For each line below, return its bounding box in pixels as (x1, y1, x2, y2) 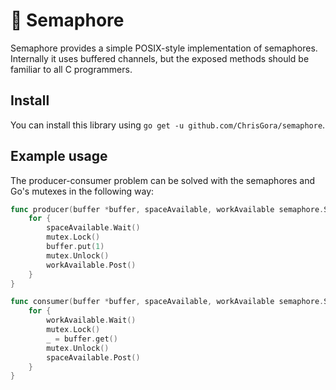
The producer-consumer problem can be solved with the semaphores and (10, 174, 316, 186)
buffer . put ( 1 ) (46, 242, 105, 252)
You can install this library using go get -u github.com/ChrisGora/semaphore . (10, 119, 326, 131)
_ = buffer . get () (46, 334, 118, 344)
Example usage (10, 148, 108, 165)
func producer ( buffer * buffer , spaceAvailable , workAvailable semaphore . (10, 204, 325, 214)
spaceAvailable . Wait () (46, 223, 141, 233)
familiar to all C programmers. (10, 63, 133, 75)
